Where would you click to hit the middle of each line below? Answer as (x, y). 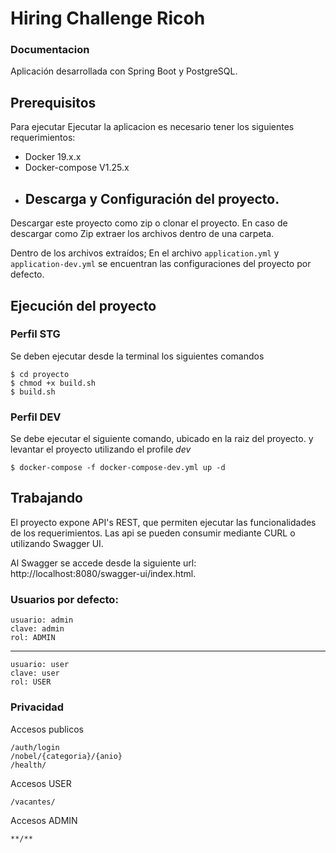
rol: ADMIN (33, 638)
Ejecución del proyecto (83, 305)
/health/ (28, 765)
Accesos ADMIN (44, 820)
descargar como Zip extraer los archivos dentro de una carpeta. (142, 234)
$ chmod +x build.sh (53, 383)
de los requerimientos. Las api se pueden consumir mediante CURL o (153, 533)
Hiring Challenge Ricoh (108, 18)
